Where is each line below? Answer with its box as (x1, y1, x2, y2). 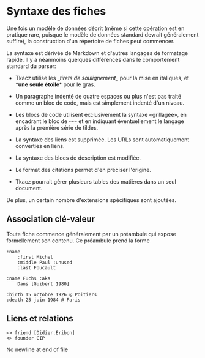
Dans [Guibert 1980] (17, 280, 70, 287)
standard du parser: (6, 62, 56, 70)
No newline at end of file (6, 346, 69, 353)
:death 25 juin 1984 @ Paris (6, 297, 81, 303)
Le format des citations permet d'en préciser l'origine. (15, 166, 152, 173)
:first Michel (17, 254, 53, 260)
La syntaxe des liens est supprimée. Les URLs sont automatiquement (15, 136, 190, 143)
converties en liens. (15, 142, 65, 149)
